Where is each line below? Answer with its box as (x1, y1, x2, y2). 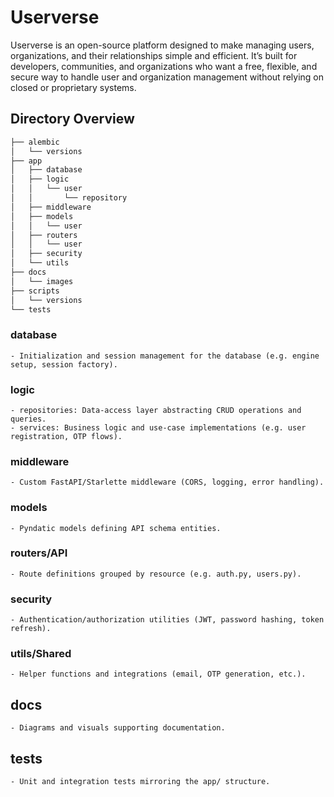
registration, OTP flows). (10, 431, 123, 441)
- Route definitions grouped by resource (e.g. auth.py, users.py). (10, 569, 302, 579)
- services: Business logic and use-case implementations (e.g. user (10, 422, 307, 433)
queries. (10, 414, 47, 424)
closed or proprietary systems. (10, 81, 137, 93)
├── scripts (10, 286, 60, 296)
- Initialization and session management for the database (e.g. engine (10, 351, 320, 361)
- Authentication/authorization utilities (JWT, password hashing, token (10, 615, 325, 625)
